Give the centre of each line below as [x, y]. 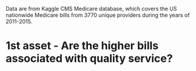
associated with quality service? [90, 59]
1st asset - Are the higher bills [82, 46]
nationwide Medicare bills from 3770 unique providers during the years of [98, 15]
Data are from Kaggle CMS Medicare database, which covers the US [91, 9]
